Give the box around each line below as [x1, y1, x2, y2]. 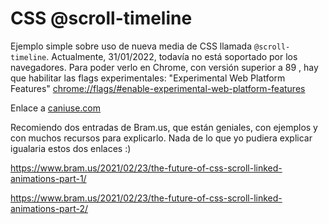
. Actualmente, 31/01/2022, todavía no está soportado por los [46, 50, 298, 62]
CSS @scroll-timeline [10, 7, 193, 30]
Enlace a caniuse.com [10, 102, 102, 114]
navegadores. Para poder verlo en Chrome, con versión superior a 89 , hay [10, 61, 319, 73]
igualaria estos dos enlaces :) [10, 142, 132, 154]
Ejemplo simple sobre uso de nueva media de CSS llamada [10, 40, 253, 52]
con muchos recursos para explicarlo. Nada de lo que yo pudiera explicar [10, 132, 313, 144]
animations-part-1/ [10, 172, 87, 184]
